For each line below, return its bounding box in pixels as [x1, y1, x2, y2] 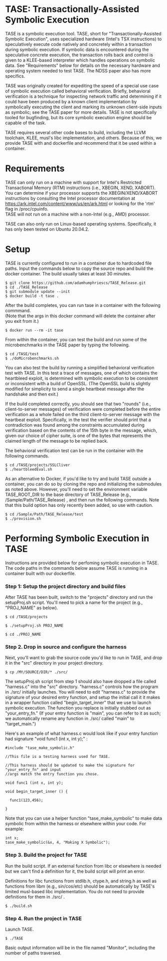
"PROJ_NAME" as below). [5, 605, 58, 611]
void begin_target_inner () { [5, 789, 68, 794]
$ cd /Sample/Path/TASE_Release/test [5, 511, 84, 517]
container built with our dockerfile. [5, 570, 76, 576]
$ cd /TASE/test [5, 351, 39, 356]
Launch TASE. [5, 926, 34, 932]
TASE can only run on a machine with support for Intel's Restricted [5, 179, 142, 185]
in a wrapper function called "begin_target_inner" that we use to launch [5, 700, 152, 706]
